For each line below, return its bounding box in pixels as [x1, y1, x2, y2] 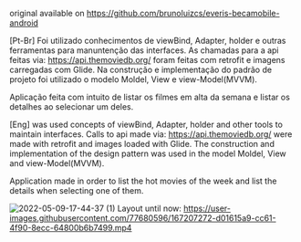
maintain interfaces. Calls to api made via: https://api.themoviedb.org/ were [9, 129, 293, 140]
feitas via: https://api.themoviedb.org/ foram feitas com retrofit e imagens [9, 55, 285, 65]
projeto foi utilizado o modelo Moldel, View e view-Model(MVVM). [9, 74, 258, 85]
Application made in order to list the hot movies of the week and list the [9, 175, 277, 186]
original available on [9, 8, 85, 18]
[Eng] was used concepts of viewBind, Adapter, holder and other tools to [9, 119, 283, 130]
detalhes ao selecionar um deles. [9, 101, 134, 112]
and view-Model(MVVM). [9, 158, 105, 168]
